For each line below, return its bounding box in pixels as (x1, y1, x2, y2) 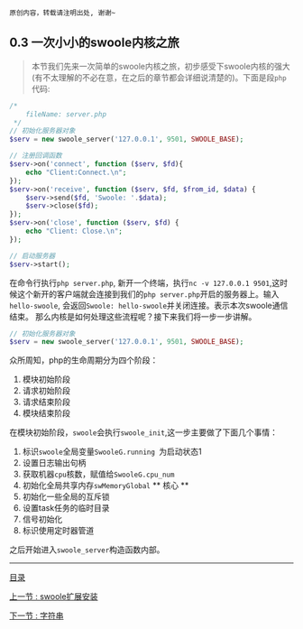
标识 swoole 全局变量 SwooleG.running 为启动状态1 (22, 446, 202, 458)
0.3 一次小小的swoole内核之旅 (9, 35, 179, 51)
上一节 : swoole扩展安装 (9, 591, 98, 602)
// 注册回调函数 (9, 152, 62, 161)
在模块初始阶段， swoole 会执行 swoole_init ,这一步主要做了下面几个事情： (9, 427, 278, 438)
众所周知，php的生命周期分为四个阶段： (9, 355, 159, 365)
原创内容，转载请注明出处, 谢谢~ (9, 8, 115, 17)
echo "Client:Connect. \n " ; (25, 168, 127, 177)
